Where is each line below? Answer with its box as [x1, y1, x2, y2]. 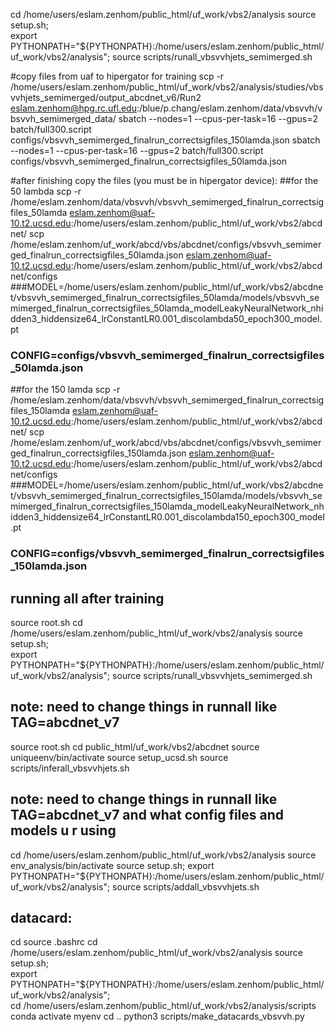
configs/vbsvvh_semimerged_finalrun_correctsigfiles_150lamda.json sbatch [10, 134, 321, 146]
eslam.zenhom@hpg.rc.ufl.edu [10, 102, 137, 114]
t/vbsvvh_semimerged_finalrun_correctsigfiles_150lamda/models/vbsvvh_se [10, 490, 323, 502]
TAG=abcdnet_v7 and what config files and [10, 807, 285, 824]
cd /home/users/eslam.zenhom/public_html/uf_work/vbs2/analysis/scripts [10, 1000, 317, 1012]
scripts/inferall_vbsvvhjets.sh [10, 762, 130, 774]
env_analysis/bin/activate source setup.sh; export [10, 859, 215, 871]
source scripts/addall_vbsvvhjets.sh [112, 880, 260, 893]
